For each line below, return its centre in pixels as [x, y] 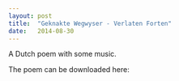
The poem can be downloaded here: [69, 70]
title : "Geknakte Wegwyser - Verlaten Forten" [90, 23]
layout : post [30, 16]
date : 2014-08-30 [41, 31]
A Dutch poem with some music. [63, 54]
